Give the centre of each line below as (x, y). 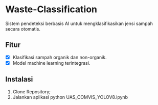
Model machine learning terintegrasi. (51, 63)
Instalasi (19, 79)
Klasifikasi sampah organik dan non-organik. (60, 57)
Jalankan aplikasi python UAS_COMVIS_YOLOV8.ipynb (70, 97)
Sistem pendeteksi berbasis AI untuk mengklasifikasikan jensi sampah (79, 23)
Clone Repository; (32, 91)
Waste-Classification (51, 9)
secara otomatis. (23, 29)
